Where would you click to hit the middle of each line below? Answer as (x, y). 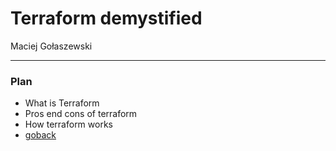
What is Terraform (62, 103)
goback (40, 135)
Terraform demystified (106, 18)
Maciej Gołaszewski (51, 46)
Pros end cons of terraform (81, 114)
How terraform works (68, 124)
